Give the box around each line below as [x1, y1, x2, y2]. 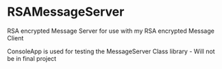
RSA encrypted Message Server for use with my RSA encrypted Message [7, 27, 214, 35]
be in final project [7, 54, 57, 62]
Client [7, 33, 24, 42]
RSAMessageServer [7, 4, 125, 20]
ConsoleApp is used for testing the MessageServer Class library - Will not [7, 47, 215, 55]
